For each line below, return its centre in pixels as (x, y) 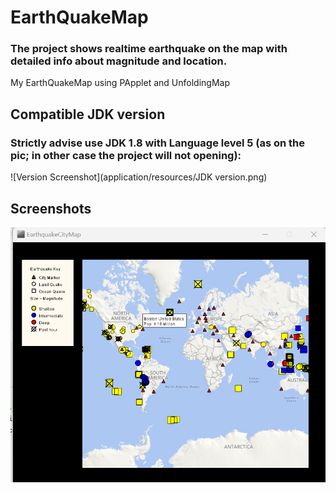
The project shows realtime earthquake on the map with (149, 49)
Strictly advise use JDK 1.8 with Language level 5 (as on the (158, 143)
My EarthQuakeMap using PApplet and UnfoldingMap (120, 83)
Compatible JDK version (88, 114)
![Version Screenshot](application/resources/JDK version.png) (139, 177)
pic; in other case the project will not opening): (126, 155)
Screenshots (51, 208)
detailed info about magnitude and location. (119, 61)
